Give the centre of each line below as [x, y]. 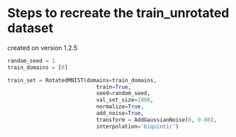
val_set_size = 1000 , [125, 100]
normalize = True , [120, 107]
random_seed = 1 [31, 61]
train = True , [114, 87]
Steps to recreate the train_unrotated [118, 13]
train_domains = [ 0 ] [38, 67]
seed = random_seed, [123, 94]
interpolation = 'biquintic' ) [137, 126]
